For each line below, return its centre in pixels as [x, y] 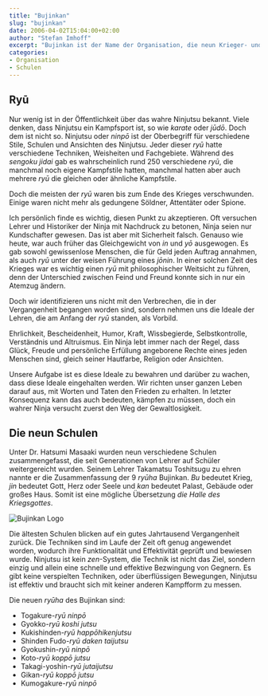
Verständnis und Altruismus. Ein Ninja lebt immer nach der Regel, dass [124, 342]
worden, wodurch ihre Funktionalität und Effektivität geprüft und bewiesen [130, 551]
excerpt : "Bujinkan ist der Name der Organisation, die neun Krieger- [128, 45]
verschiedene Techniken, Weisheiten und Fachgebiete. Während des [121, 153]
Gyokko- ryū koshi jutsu [59, 624]
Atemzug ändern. [37, 285]
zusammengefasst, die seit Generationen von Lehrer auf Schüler [115, 461]
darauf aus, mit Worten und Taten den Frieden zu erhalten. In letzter [120, 391]
